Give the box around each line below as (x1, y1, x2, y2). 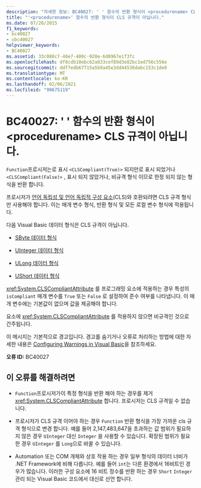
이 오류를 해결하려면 (6, 373, 75, 383)
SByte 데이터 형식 (14, 233, 57, 241)
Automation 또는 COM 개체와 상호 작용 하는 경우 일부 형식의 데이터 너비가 (14, 453, 188, 460)
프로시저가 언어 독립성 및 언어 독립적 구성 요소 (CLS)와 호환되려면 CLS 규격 (6, 193, 181, 200)
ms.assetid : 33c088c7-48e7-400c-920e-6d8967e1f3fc (6, 53, 135, 59)
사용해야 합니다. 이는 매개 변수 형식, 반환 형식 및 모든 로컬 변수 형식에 (12, 200, 173, 208)
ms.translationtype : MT (6, 70, 66, 76)
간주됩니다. (6, 320, 32, 327)
